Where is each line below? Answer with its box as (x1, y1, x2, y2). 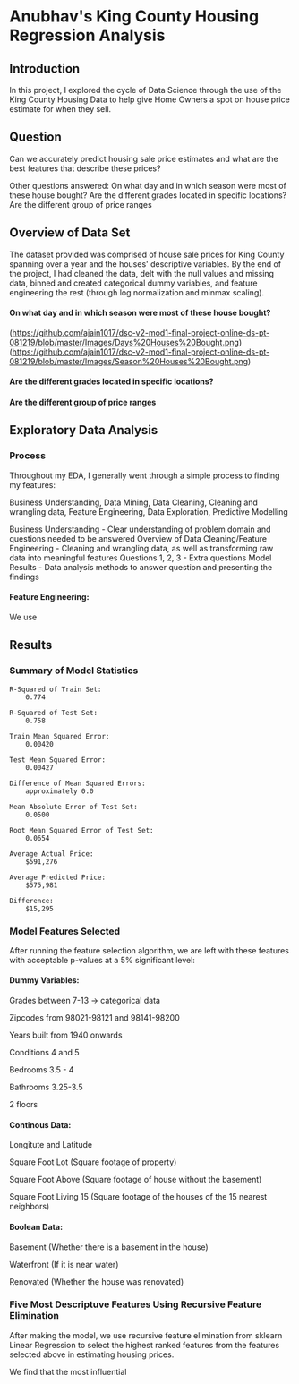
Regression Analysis (9, 25, 166, 46)
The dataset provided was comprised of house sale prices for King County (9, 249, 285, 260)
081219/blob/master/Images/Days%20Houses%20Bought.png (9, 337, 240, 347)
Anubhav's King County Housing (9, 6, 260, 27)
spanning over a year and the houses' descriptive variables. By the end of (9, 258, 282, 269)
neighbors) (9, 1201, 50, 1212)
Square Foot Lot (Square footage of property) (9, 1157, 177, 1167)
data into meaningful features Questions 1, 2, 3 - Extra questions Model (9, 552, 272, 563)
